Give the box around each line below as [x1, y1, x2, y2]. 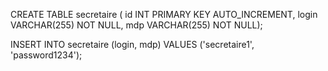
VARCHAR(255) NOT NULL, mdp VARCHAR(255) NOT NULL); [10, 19, 263, 31]
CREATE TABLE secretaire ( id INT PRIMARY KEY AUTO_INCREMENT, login [10, 9, 318, 20]
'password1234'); [10, 49, 83, 61]
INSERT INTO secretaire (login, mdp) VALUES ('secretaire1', [10, 39, 255, 50]
